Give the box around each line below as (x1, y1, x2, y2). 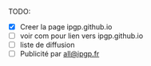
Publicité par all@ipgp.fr (19, 49, 100, 59)
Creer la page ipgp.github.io (19, 22, 113, 31)
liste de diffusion (19, 40, 75, 50)
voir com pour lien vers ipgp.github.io (19, 31, 144, 41)
